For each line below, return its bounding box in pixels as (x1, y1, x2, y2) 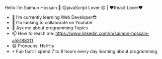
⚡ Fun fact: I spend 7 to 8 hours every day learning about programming (11, 49, 158, 54)
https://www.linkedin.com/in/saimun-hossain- (55, 30, 150, 36)
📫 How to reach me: (11, 30, 55, 36)
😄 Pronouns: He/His (11, 43, 54, 49)
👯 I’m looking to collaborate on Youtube (11, 20, 93, 25)
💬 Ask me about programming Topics (11, 25, 88, 31)
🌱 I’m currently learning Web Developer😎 (11, 14, 97, 20)
